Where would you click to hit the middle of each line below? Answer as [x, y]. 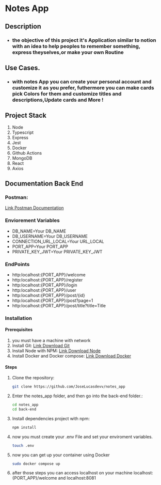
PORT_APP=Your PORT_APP [40, 246]
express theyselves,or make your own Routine [68, 52]
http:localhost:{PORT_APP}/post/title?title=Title [59, 305]
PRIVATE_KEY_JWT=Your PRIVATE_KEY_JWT [57, 251]
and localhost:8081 [77, 478]
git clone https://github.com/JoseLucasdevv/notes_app [69, 387]
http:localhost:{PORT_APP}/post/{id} [48, 295]
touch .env [23, 446]
